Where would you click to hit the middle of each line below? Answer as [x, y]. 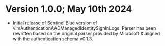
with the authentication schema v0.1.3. [53, 39]
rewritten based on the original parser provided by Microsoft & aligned [86, 33]
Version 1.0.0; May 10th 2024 [69, 9]
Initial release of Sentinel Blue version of [55, 23]
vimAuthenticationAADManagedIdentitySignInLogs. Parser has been [84, 28]
